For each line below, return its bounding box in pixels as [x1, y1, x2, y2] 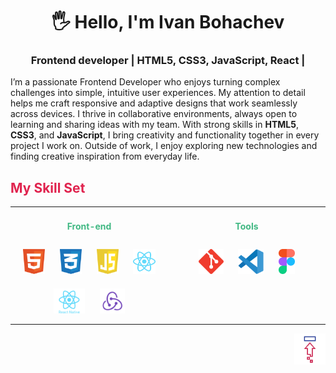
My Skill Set [10, 179, 86, 196]
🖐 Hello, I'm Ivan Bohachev [51, 11, 285, 34]
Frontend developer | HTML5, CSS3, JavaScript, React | [30, 54, 306, 68]
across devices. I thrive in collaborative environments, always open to [10, 108, 298, 120]
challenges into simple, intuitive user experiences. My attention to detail [10, 87, 306, 99]
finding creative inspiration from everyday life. [10, 150, 200, 163]
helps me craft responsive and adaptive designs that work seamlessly [10, 97, 298, 109]
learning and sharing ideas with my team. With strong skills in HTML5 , [10, 119, 299, 131]
